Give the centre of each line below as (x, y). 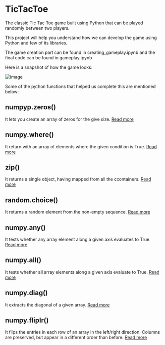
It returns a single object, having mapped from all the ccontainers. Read (78, 179)
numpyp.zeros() (30, 107)
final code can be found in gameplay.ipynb (49, 57)
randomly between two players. (37, 28)
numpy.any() (26, 228)
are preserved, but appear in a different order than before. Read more (76, 338)
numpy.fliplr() (27, 321)
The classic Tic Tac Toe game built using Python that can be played (74, 23)
